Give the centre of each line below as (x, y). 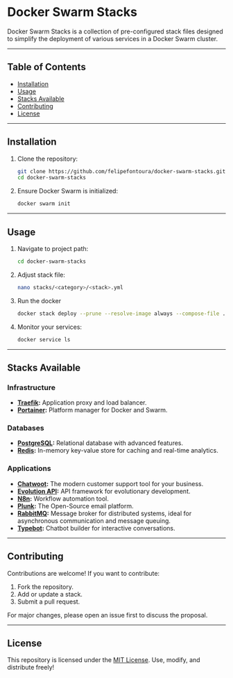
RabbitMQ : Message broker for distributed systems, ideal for (104, 513)
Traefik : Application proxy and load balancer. (82, 403)
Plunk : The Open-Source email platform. (75, 506)
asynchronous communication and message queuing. (94, 520)
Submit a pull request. (49, 602)
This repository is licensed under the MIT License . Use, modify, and (104, 660)
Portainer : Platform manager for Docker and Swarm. (92, 410)
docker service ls (44, 339)
